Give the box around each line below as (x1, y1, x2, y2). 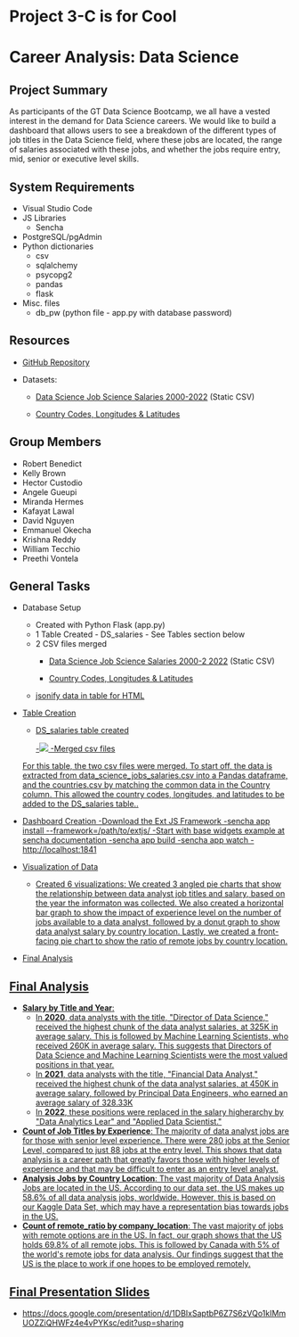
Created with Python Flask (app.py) (35, 620, 166, 631)
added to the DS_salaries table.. (21, 798, 140, 809)
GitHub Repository (21, 357, 91, 367)
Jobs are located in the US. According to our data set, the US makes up (21, 1183, 285, 1193)
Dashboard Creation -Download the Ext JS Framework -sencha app (21, 816, 271, 827)
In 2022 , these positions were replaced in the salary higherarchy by (35, 1107, 285, 1118)
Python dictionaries (21, 241, 94, 252)
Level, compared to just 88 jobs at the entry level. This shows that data (21, 1144, 282, 1156)
